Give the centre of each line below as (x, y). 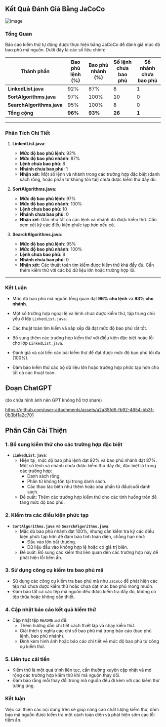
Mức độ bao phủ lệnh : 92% (48, 153)
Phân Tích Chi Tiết (28, 133)
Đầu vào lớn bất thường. (52, 542)
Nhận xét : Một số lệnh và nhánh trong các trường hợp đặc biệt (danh (90, 174)
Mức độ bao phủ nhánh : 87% (50, 159)
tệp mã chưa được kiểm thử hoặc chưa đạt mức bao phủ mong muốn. (83, 586)
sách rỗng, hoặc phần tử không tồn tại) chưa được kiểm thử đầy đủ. (88, 180)
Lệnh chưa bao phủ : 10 (43, 209)
